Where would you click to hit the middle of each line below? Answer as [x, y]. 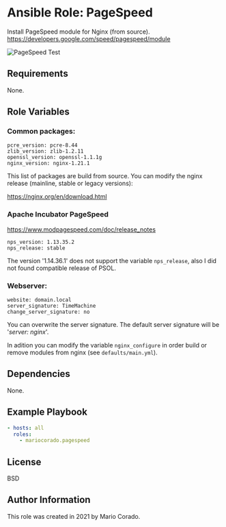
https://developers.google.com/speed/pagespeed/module [89, 38]
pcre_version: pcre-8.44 [42, 145]
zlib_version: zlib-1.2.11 [45, 151]
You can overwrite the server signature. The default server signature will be [113, 325]
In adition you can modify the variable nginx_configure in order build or [107, 345]
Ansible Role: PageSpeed [80, 13]
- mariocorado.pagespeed [55, 441]
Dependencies [39, 374]
